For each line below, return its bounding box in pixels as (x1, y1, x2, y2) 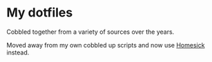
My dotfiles (6, 5, 73, 21)
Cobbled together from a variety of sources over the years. (6, 28, 175, 36)
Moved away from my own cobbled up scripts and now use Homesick (6, 41, 205, 49)
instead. (6, 48, 30, 56)
